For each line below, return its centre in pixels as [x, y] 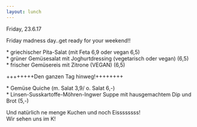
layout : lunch [24, 12]
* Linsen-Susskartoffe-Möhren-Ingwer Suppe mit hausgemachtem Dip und [99, 94]
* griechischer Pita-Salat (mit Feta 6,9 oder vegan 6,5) [73, 52]
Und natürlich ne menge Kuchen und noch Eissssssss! [74, 112]
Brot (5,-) [17, 101]
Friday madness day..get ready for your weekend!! [68, 40]
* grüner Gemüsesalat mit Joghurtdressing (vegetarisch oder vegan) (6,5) [98, 58]
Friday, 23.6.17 [24, 29]
